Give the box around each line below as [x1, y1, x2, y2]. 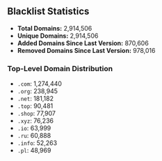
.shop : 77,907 [17, 109, 56, 118]
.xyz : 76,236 [17, 116, 54, 125]
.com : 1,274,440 [17, 79, 63, 88]
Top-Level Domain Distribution [7, 63, 113, 73]
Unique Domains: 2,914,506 [17, 31, 99, 40]
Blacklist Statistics [7, 6, 90, 17]
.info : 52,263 [17, 139, 58, 147]
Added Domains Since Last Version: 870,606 [17, 38, 149, 47]
